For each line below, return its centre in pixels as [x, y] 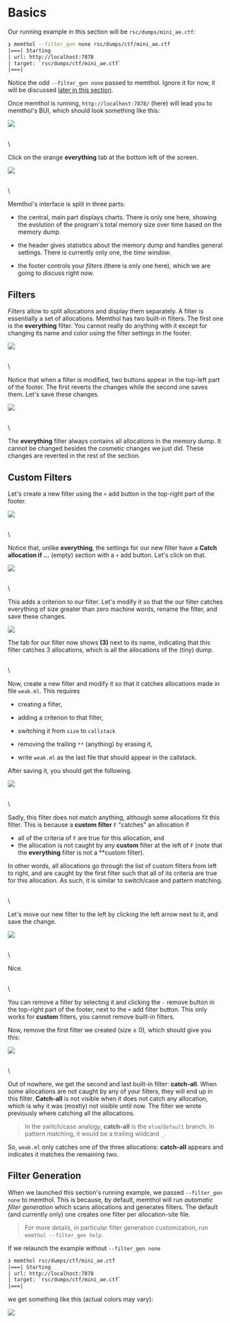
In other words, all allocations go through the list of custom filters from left [112, 866]
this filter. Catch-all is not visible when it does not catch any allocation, [108, 1098]
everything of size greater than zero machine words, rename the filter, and [113, 609]
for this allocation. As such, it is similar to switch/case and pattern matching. [115, 880]
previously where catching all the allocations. [72, 1113]
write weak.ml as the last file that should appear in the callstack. [107, 757]
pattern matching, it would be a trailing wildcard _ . [95, 1134]
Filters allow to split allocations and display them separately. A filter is [106, 311]
